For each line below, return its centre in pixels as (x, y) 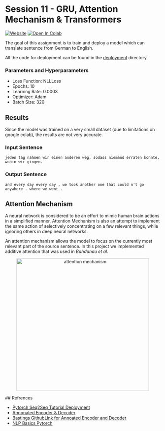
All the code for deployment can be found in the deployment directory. (77, 57)
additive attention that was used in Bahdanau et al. (57, 251)
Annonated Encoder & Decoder (44, 413)
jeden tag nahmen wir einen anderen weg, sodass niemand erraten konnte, (82, 158)
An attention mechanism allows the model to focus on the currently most (79, 241)
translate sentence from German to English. (49, 48)
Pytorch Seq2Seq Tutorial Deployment (51, 407)
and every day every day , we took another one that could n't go (75, 184)
